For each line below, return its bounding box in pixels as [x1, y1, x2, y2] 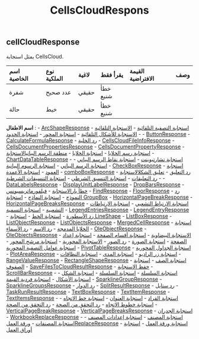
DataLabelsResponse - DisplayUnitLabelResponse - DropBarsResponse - [6, 180, 185, 188]
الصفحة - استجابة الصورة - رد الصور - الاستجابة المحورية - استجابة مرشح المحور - [6, 237, 187, 245]
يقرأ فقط [100, 71, 123, 79]
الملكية [45, 74, 63, 83]
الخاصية [9, 74, 28, 83]
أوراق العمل [6, 326, 33, 333]
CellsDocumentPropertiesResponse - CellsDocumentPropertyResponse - [6, 143, 185, 150]
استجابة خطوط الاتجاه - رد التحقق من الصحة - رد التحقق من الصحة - [6, 300, 158, 308]
